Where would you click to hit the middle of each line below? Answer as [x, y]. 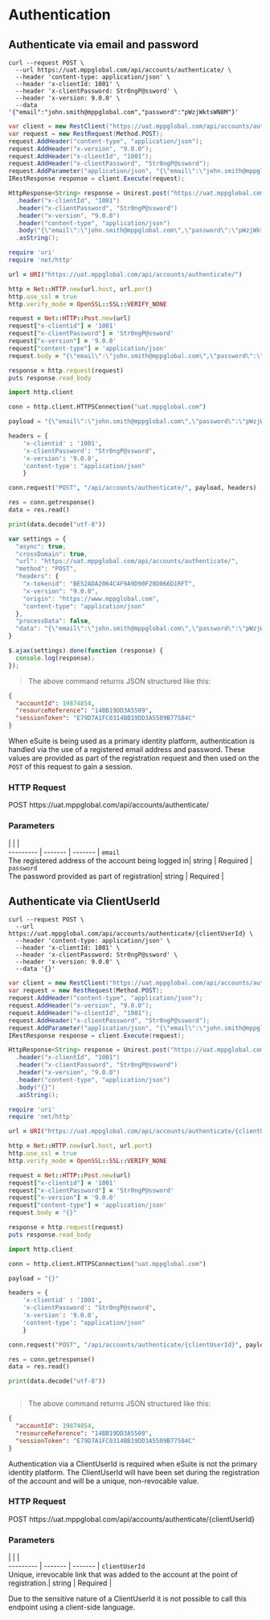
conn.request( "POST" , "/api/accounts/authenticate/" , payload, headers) [133, 488]
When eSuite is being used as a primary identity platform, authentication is [132, 741]
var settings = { [37, 539]
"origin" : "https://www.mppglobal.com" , [91, 598]
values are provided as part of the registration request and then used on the [134, 758]
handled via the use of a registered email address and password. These [127, 749]
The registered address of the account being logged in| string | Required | [131, 860]
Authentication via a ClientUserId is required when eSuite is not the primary [133, 1464]
